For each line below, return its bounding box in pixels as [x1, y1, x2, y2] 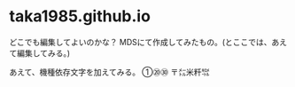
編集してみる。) [16, 47, 71, 59]
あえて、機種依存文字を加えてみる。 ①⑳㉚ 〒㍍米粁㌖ [9, 67, 210, 77]
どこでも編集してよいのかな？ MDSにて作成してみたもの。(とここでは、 [9, 36, 272, 47]
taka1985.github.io [9, 6, 151, 27]
